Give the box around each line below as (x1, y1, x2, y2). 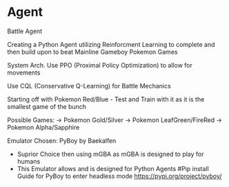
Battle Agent (7, 27, 43, 35)
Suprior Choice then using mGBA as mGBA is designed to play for (17, 150, 205, 158)
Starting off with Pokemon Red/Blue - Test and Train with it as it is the (7, 95, 205, 104)
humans (17, 157, 41, 166)
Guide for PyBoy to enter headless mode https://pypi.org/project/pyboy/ (17, 172, 222, 180)
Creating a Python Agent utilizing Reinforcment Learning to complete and (7, 40, 215, 48)
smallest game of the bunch (7, 102, 87, 110)
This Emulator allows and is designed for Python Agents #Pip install (17, 164, 209, 173)
